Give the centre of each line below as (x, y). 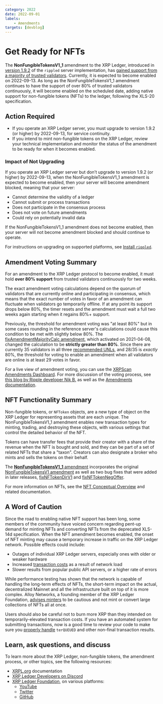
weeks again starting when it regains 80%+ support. (57, 314)
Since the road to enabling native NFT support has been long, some (73, 519)
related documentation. (28, 492)
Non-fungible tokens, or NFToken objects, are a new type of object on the (78, 412)
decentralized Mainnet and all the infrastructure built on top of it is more (77, 589)
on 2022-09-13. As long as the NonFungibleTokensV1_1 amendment (72, 81)
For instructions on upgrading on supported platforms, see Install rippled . (79, 247)
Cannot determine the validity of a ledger (53, 197)
